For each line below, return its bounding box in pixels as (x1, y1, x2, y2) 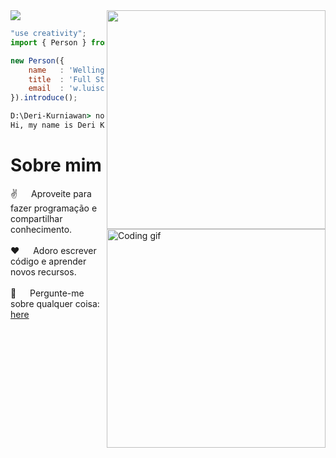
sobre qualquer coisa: (10, 297, 100, 309)
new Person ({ (10, 55, 65, 66)
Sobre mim (10, 154, 102, 177)
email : (28, 84, 65, 94)
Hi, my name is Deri (10, 120, 97, 130)
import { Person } (10, 37, 87, 48)
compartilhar (10, 212, 63, 224)
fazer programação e (10, 202, 98, 214)
